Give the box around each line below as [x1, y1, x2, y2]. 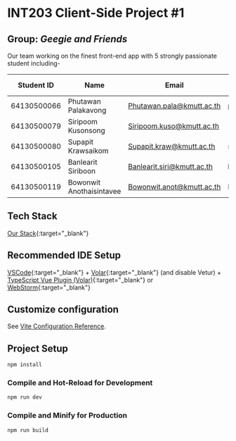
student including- [7, 59, 61, 68]
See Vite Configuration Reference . [7, 322, 107, 330]
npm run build [7, 426, 49, 434]
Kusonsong [67, 125, 105, 135]
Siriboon [67, 166, 96, 175]
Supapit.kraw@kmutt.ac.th [127, 142, 216, 151]
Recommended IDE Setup [7, 249, 122, 261]
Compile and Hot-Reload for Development [7, 378, 153, 388]
